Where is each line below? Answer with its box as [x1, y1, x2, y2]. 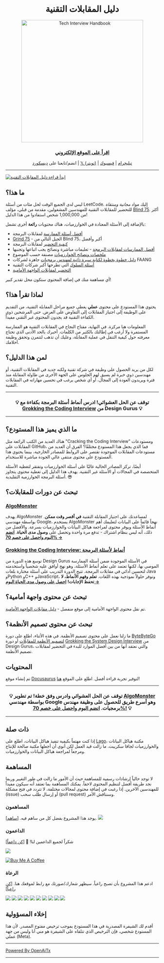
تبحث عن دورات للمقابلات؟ [5, 488, 78, 496]
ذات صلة [5, 725, 29, 734]
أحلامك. [5, 339, 19, 345]
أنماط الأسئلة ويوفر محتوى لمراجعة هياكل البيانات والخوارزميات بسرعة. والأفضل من [5, 524, 156, 530]
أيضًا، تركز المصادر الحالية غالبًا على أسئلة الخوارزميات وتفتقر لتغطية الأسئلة [5, 463, 141, 469]
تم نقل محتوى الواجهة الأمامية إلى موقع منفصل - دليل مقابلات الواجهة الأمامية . [5, 606, 146, 612]
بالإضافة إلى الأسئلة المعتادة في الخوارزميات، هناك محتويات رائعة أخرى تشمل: [5, 221, 146, 227]
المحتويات [5, 663, 33, 671]
